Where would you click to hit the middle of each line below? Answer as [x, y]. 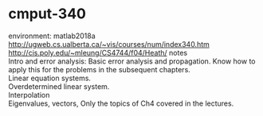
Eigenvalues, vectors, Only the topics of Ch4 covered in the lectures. [121, 103]
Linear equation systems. [50, 78]
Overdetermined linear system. [59, 86]
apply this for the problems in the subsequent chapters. [100, 69]
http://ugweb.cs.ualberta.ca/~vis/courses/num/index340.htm [109, 44]
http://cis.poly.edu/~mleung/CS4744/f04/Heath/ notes [98, 52]
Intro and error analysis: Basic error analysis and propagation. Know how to [132, 61]
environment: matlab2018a [52, 36]
